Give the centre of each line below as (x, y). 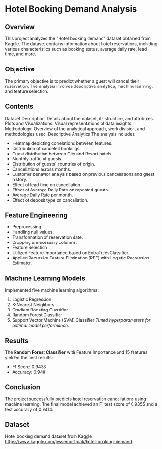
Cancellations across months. (42, 169)
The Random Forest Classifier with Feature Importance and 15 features (76, 352)
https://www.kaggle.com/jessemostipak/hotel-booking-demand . (69, 441)
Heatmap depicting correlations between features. (62, 143)
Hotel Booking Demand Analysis (71, 9)
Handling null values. (33, 232)
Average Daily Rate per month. (42, 195)
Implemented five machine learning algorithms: (52, 290)
